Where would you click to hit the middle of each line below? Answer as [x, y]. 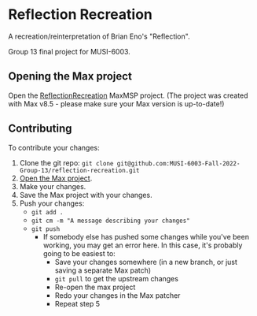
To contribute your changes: [54, 147]
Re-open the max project [95, 287]
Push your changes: [52, 203]
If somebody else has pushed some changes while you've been [146, 236]
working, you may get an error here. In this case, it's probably [143, 245]
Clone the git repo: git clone [66, 162]
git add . [48, 212]
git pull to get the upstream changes [117, 278]
